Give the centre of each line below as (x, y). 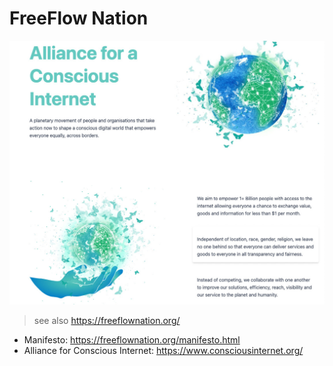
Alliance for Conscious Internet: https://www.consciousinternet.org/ (163, 350)
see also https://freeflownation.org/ (107, 320)
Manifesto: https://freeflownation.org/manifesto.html (132, 339)
